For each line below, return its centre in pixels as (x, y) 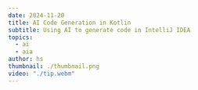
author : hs (26, 59)
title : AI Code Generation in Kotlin (70, 23)
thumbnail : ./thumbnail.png (54, 67)
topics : (21, 37)
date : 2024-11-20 (36, 15)
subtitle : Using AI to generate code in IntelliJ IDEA (99, 30)
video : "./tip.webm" (42, 74)
